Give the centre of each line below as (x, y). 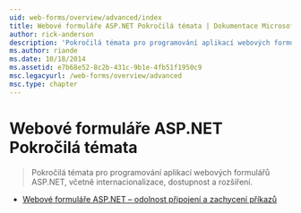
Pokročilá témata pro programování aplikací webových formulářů (150, 172)
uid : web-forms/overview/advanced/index (86, 17)
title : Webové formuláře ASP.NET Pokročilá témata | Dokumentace (133, 26)
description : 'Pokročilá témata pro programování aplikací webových (140, 43)
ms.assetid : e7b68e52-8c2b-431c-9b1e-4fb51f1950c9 (106, 68)
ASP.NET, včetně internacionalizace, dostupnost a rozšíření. (142, 182)
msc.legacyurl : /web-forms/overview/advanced (95, 76)
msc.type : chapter (43, 84)
